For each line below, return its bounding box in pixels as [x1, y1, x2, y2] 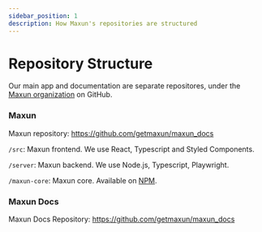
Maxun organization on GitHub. [8, 90, 113, 100]
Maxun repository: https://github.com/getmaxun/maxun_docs [8, 128, 214, 138]
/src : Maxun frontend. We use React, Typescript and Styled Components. [8, 144, 255, 154]
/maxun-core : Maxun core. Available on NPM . [8, 175, 157, 185]
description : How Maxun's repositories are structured [8, 19, 198, 28]
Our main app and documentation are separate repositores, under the [8, 81, 241, 91]
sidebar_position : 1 [8, 11, 79, 20]
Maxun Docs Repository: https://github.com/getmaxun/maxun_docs [8, 214, 235, 224]
